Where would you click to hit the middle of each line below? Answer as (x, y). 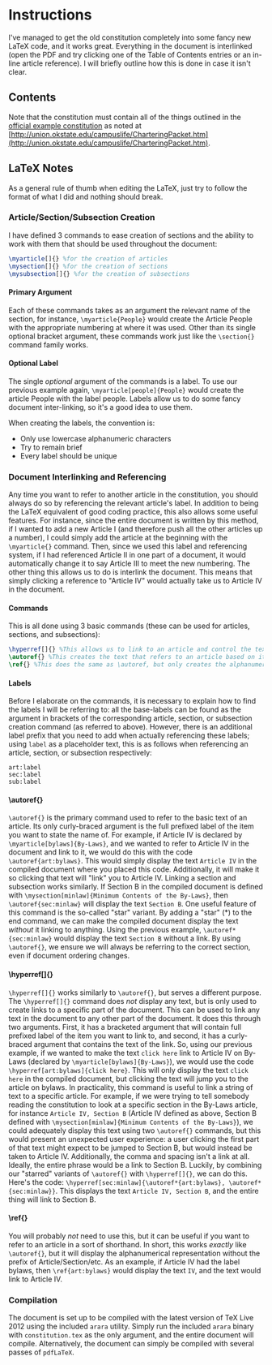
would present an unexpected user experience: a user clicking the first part (134, 1139)
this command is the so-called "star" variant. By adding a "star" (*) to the (130, 913)
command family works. (49, 344)
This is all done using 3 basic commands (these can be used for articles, (129, 626)
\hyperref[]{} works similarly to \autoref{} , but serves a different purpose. (135, 993)
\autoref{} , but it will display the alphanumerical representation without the (134, 1253)
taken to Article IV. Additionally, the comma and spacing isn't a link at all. (129, 1156)
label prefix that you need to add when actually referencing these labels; (129, 735)
